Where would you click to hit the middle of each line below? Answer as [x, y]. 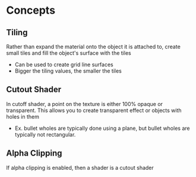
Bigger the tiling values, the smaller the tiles [68, 71]
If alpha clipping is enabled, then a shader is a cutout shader [80, 167]
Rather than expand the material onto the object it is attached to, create [94, 46]
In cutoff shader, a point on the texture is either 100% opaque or [85, 104]
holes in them [23, 116]
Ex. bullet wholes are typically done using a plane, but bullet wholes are [102, 128]
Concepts [31, 10]
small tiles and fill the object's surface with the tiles [69, 53]
